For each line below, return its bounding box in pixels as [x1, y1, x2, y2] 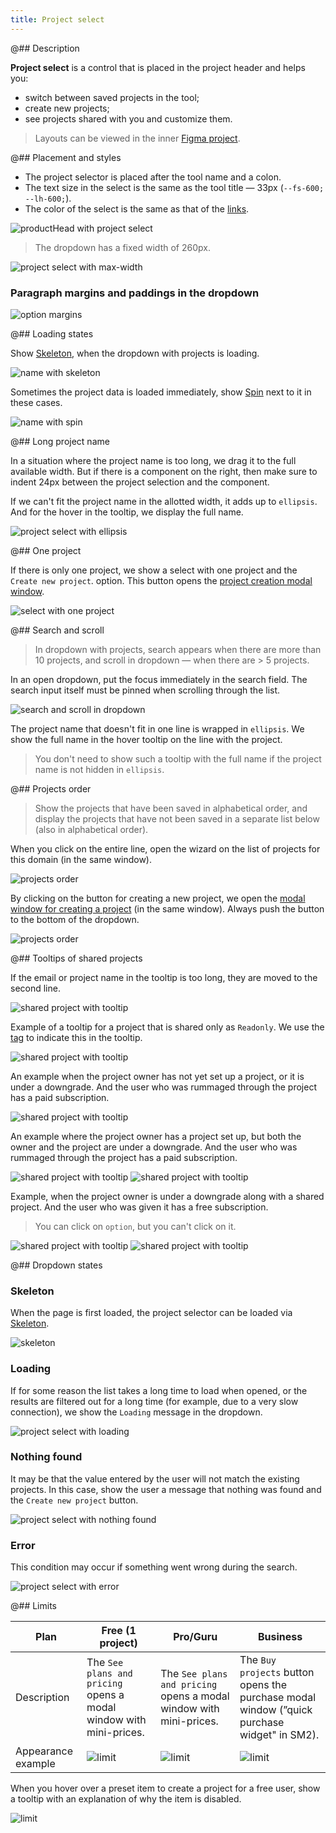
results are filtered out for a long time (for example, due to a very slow [10, 1395, 299, 1407]
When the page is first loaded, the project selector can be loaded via [10, 1307, 293, 1319]
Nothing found [10, 1450, 83, 1464]
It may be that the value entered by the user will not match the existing [10, 1472, 300, 1485]
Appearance [15, 1744, 74, 1758]
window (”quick [239, 1703, 313, 1717]
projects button [239, 1666, 315, 1680]
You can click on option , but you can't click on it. [34, 1220, 237, 1232]
